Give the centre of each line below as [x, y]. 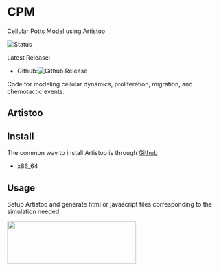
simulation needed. [34, 211]
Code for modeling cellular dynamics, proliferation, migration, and [100, 84]
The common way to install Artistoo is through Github [82, 153]
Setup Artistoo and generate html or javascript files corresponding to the [110, 204]
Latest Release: [29, 57]
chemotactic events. [36, 91]
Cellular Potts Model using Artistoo [56, 31]
